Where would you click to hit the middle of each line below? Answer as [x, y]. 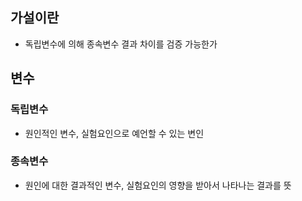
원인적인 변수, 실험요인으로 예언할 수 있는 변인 [114, 133]
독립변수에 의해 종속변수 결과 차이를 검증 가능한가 [121, 44]
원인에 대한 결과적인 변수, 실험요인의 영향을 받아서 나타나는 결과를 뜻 [158, 185]
